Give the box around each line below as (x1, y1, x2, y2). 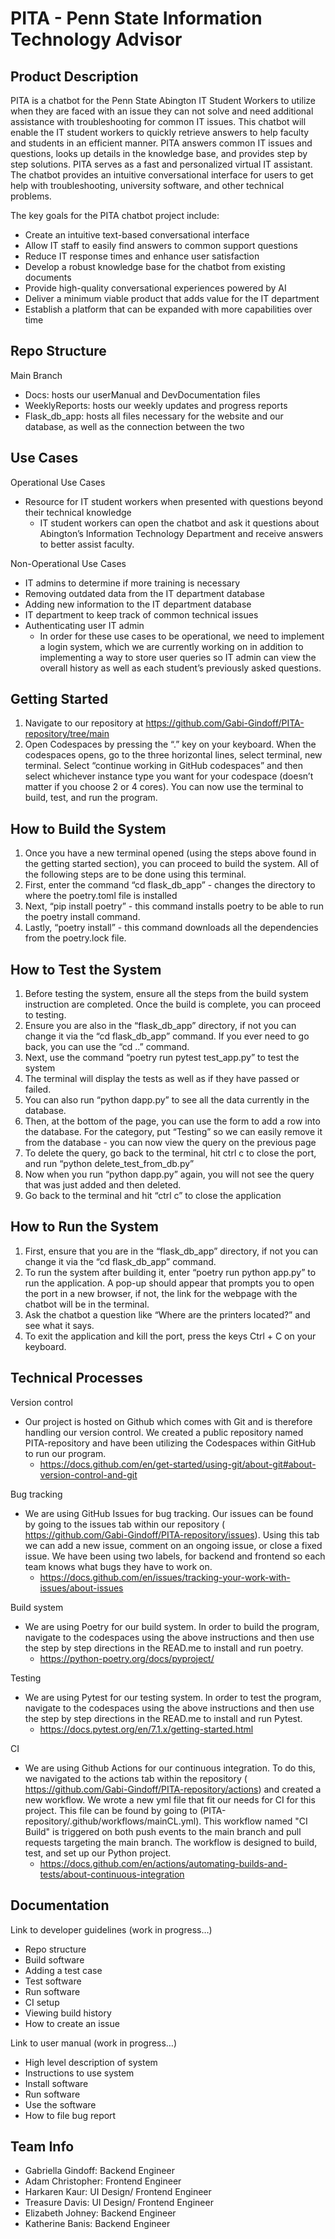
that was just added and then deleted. (24, 1179, 182, 1191)
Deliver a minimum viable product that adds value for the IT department (24, 293, 320, 304)
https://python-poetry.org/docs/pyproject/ (39, 1652, 215, 1664)
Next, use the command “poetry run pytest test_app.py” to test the (24, 1052, 300, 1064)
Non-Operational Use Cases (10, 557, 127, 569)
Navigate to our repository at (24, 717, 144, 729)
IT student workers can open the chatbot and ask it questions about (39, 517, 320, 529)
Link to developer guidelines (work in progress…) (10, 1923, 213, 1936)
